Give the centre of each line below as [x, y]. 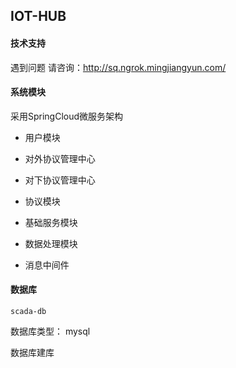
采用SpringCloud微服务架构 [67, 116]
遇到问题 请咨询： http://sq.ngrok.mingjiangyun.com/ [118, 67]
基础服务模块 [51, 222]
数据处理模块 [51, 243]
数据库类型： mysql [50, 331]
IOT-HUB [38, 16]
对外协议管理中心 [60, 158]
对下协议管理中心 [60, 180]
